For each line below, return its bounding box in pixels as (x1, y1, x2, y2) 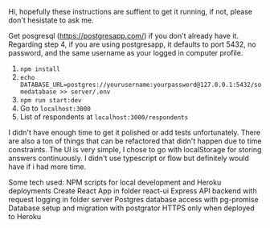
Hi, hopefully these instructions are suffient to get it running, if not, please (8, 7, 253, 16)
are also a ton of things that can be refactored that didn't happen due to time (8, 136, 262, 146)
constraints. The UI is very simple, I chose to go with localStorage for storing (8, 145, 262, 154)
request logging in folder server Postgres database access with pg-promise (8, 195, 259, 204)
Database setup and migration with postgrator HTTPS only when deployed (8, 203, 255, 213)
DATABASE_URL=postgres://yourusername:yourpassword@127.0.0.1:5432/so (19, 81, 262, 89)
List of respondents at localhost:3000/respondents (19, 112, 189, 122)
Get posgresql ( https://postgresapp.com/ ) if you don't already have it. (8, 31, 239, 40)
